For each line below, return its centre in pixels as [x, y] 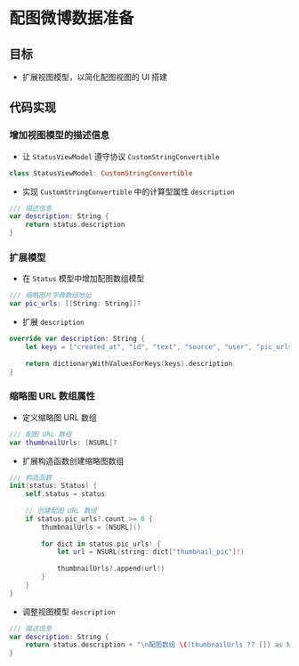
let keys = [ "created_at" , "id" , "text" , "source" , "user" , [139, 347]
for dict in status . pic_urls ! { [101, 544]
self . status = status [65, 494]
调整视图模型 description [69, 612]
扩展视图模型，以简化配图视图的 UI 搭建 [94, 77]
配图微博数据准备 [72, 18]
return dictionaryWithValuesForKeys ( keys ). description [129, 363]
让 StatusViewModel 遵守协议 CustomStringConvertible [121, 156]
